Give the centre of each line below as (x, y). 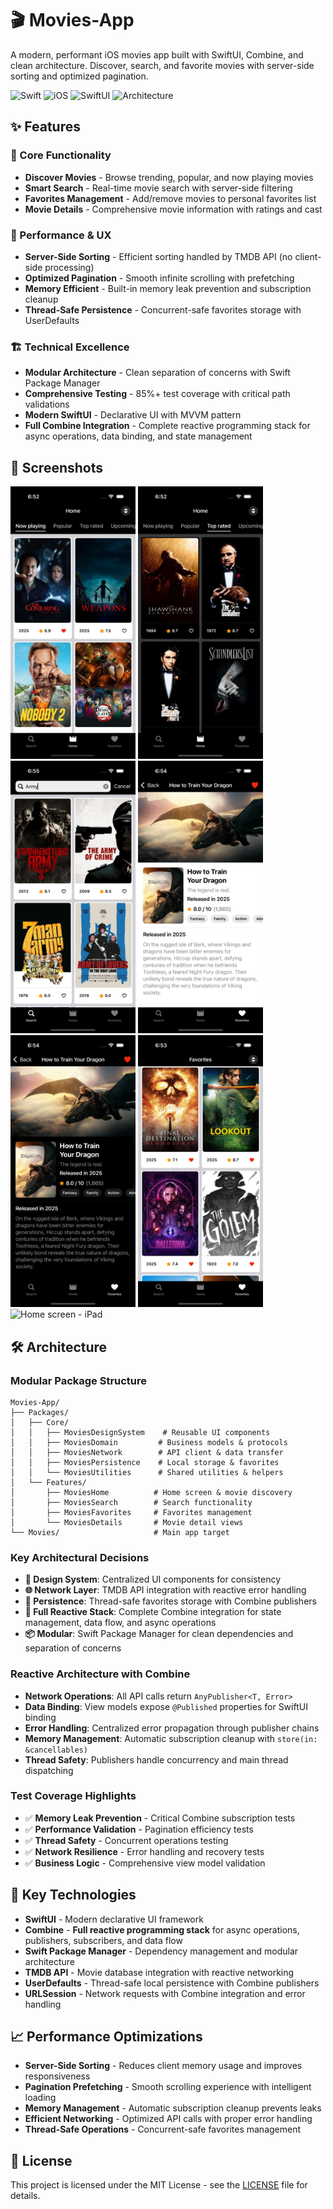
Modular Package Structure (79, 1380)
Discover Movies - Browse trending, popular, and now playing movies (169, 177)
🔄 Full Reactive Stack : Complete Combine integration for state (153, 1612)
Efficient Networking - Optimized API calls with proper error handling (168, 2119)
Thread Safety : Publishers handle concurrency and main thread (156, 1759)
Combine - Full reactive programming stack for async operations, (162, 1929)
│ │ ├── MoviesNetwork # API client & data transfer (147, 1452)
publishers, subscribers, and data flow (103, 1940)
